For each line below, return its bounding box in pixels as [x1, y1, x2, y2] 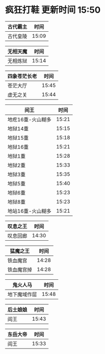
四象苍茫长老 [7, 73, 38, 80]
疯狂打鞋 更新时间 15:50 [5, 4, 101, 16]
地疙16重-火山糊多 [7, 116, 52, 123]
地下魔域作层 [7, 291, 38, 298]
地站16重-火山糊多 [7, 208, 52, 214]
